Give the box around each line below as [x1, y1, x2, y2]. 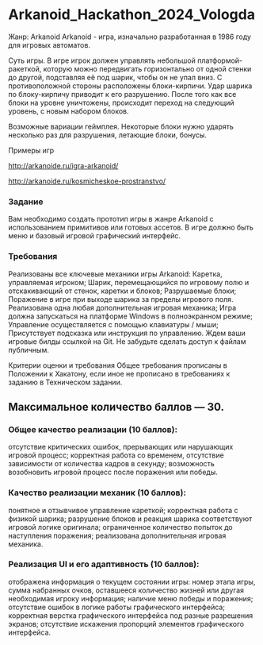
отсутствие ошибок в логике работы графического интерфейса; [8, 602, 226, 612]
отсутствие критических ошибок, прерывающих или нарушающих [8, 442, 234, 452]
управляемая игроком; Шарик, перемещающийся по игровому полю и [8, 277, 250, 287]
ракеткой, [8, 64, 42, 73]
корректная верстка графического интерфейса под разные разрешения [8, 610, 253, 620]
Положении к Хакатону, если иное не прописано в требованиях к [8, 369, 231, 378]
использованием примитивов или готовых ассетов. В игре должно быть [8, 222, 253, 232]
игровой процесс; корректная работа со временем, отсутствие [8, 450, 224, 460]
